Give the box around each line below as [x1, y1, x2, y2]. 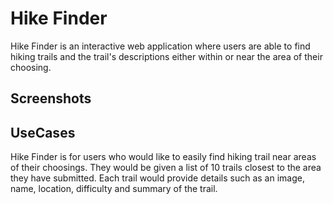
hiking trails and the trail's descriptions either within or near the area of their [10, 50, 323, 62]
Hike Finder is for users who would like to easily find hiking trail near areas [10, 151, 317, 163]
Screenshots [10, 90, 92, 107]
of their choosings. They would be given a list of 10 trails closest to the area [10, 162, 322, 174]
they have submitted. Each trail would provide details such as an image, [10, 172, 305, 184]
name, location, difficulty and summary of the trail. [10, 183, 218, 195]
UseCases [10, 124, 76, 141]
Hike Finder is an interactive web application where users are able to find [10, 40, 311, 52]
